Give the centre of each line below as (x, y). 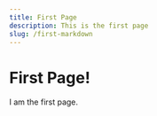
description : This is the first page (79, 26)
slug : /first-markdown (51, 34)
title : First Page (43, 17)
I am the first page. (43, 102)
